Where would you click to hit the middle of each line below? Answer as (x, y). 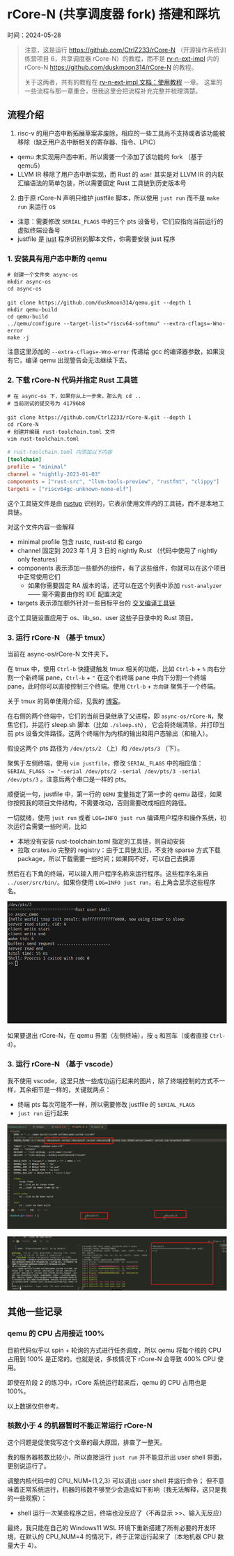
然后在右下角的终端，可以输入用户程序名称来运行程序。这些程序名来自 (108, 873)
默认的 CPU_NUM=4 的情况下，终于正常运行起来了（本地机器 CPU (121, 1536)
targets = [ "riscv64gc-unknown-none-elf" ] (70, 489)
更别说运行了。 (29, 1466)
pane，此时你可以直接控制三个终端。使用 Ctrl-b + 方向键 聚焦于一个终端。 (113, 686)
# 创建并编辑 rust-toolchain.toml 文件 (61, 432)
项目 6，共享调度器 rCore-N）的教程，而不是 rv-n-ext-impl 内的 (128, 58)
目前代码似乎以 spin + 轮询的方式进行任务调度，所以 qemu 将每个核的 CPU (114, 1350)
